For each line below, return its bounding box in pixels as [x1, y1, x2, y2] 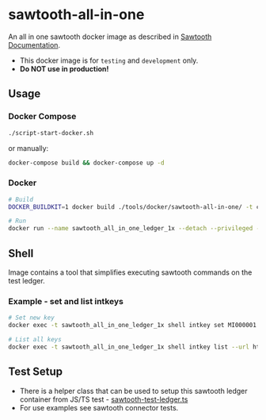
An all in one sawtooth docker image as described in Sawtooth [8, 32, 212, 41]
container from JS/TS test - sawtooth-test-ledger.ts [19, 395, 188, 404]
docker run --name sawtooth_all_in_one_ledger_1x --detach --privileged [8, 225, 253, 233]
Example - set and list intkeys [8, 295, 124, 306]
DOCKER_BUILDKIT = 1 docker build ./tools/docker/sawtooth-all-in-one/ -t [8, 202, 253, 211]
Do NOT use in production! [19, 64, 109, 73]
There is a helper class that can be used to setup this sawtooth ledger [19, 386, 248, 395]
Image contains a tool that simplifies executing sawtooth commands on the [8, 268, 253, 277]
